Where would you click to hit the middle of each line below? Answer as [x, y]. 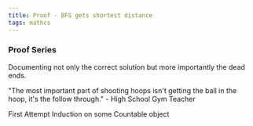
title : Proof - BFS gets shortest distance [81, 15]
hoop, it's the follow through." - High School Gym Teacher [102, 99]
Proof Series [32, 50]
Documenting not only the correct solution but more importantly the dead [127, 67]
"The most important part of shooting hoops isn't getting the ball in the [123, 90]
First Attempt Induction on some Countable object [89, 113]
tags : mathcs [29, 23]
